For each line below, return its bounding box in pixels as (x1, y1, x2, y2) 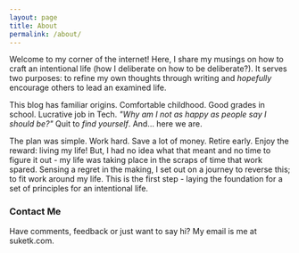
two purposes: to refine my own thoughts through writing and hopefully (9, 73, 272, 84)
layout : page (9, 12, 58, 22)
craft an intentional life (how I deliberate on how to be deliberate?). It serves (9, 63, 287, 74)
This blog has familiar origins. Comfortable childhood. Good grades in (9, 100, 266, 110)
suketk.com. (9, 235, 55, 246)
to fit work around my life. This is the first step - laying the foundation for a (9, 174, 283, 184)
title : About (9, 21, 58, 30)
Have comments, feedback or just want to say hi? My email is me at (9, 225, 257, 236)
